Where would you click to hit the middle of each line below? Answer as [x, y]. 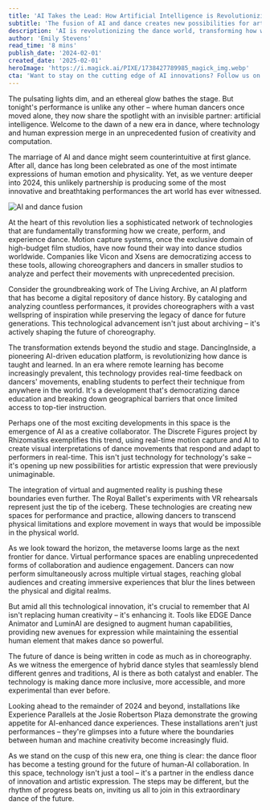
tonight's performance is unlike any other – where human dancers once [127, 107]
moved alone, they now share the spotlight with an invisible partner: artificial [135, 115]
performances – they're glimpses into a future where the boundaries [121, 731]
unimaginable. [32, 474]
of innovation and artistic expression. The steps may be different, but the [129, 781]
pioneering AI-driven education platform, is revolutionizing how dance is [128, 356]
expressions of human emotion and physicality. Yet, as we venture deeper [131, 174]
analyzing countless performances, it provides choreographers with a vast [131, 306]
